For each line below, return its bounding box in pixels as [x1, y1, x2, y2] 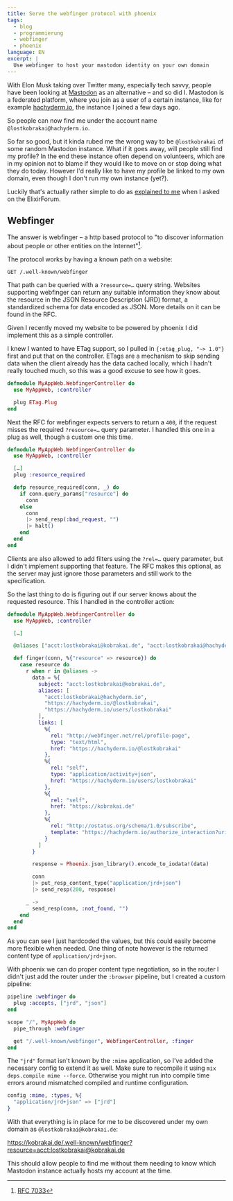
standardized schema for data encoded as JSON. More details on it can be [7, 303, 221, 311]
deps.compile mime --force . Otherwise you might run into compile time [7, 1071, 210, 1080]
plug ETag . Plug [13, 399, 58, 406]
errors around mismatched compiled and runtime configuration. [7, 1079, 189, 1087]
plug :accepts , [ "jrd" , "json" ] [13, 1000, 107, 1007]
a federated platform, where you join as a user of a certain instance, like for [7, 95, 223, 104]
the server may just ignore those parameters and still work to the [7, 569, 192, 578]
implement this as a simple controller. [7, 331, 114, 340]
